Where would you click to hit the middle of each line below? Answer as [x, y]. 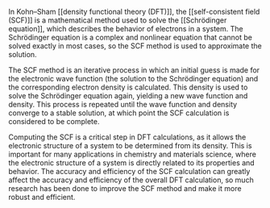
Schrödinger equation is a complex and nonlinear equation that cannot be [130, 37]
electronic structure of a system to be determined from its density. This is [130, 146]
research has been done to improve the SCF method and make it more [125, 188]
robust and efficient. [42, 197]
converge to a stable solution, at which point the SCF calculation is [119, 113]
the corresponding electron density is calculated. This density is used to [128, 87]
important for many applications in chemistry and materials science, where [132, 154]
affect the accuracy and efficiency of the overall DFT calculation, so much [131, 180]
